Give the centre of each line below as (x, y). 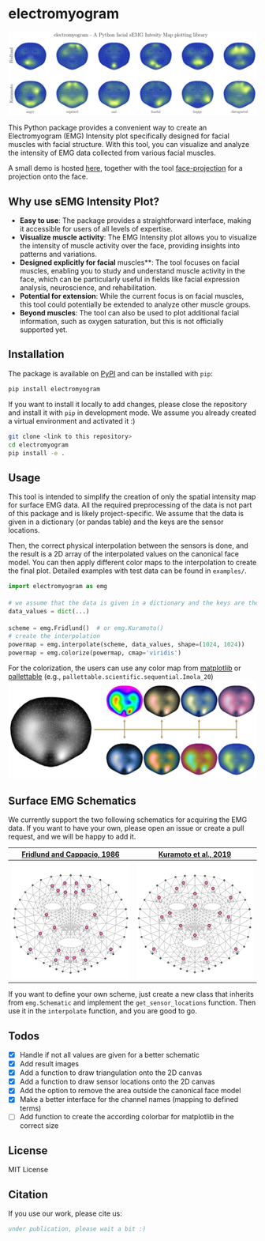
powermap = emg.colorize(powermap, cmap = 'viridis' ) (95, 653)
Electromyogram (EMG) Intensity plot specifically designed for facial (119, 136)
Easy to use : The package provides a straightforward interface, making (135, 221)
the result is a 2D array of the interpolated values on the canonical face (123, 554)
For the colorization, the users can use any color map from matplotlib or (125, 668)
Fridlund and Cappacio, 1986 (71, 854)
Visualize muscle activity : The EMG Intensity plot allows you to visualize (138, 237)
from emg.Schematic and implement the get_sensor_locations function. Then (132, 1003)
